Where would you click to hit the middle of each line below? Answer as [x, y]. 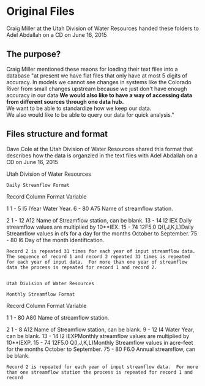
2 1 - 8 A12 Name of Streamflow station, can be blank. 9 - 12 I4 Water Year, [100, 329]
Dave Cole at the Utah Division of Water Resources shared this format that [100, 149]
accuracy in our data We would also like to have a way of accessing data [99, 95]
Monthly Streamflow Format [41, 294]
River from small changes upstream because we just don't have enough [97, 89]
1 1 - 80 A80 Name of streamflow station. [58, 317]
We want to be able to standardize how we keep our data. [79, 108]
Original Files [40, 11]
